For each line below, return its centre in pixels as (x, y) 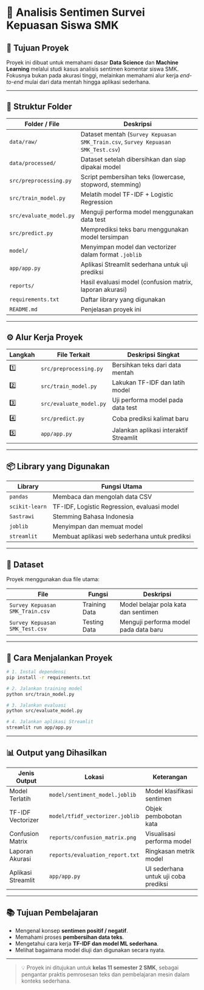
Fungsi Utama (122, 487)
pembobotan (164, 816)
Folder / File (42, 124)
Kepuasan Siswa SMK (63, 25)
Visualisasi (161, 833)
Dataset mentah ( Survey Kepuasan (128, 134)
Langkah (22, 355)
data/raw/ (23, 142)
